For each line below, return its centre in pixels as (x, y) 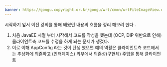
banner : (13, 10)
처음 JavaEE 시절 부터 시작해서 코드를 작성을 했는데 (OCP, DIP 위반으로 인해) (87, 35)
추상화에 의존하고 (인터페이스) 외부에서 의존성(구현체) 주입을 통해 (81, 54)
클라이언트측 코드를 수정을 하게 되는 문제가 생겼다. (60, 41)
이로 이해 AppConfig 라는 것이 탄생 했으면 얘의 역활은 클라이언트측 (77, 47)
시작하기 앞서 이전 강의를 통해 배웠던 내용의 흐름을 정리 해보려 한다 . (70, 24)
